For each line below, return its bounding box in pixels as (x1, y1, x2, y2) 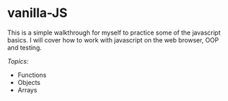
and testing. (7, 43, 42, 52)
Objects (17, 78, 41, 86)
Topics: (7, 57, 29, 65)
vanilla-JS (7, 5, 68, 21)
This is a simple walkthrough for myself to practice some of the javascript (7, 28, 221, 37)
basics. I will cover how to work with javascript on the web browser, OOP (7, 35, 219, 44)
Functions (17, 71, 47, 79)
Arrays (17, 85, 37, 94)
